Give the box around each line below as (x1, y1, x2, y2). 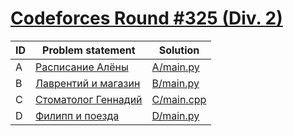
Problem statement (42, 43, 136, 57)
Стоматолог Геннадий (35, 92, 143, 106)
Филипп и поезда (35, 108, 120, 122)
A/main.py (151, 60, 200, 74)
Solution (158, 43, 200, 57)
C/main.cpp (151, 92, 207, 106)
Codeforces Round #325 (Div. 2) (10, 7, 283, 30)
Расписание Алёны (35, 60, 129, 74)
